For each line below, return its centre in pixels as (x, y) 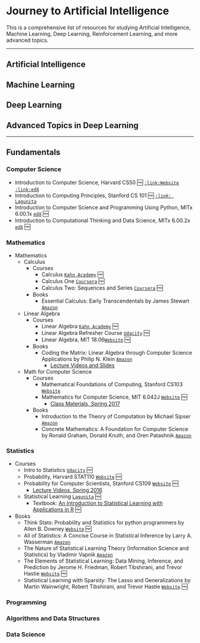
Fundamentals (33, 152)
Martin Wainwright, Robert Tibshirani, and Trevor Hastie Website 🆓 (106, 587)
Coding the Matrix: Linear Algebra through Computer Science (117, 352)
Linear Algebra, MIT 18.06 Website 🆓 (86, 339)
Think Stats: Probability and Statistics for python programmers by (104, 523)
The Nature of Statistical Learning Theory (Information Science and (106, 548)
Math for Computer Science (58, 371)
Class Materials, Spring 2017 (85, 403)
